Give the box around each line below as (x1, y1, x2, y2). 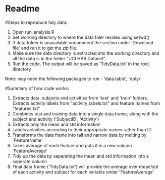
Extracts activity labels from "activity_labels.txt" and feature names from (12, 100, 160, 106)
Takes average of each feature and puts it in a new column (12, 142, 132, 148)
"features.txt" (12, 105, 41, 111)
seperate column (12, 158, 47, 164)
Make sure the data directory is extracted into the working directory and (12, 50, 160, 56)
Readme (5, 3, 40, 14)
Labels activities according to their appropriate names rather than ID (12, 126, 152, 132)
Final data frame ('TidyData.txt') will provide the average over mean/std (12, 164, 159, 170)
